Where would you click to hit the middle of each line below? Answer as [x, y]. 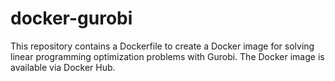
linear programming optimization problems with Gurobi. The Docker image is [167, 56]
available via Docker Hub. [63, 67]
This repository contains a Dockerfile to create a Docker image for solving [162, 46]
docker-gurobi [71, 18]
